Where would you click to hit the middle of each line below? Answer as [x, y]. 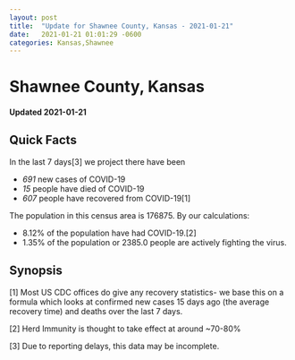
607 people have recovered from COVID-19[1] [106, 198]
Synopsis [36, 271]
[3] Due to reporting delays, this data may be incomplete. [114, 346]
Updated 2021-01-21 [48, 112]
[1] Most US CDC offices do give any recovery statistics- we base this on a [147, 292]
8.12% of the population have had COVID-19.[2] [109, 233]
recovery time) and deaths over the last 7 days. [96, 311]
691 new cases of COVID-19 [74, 179]
